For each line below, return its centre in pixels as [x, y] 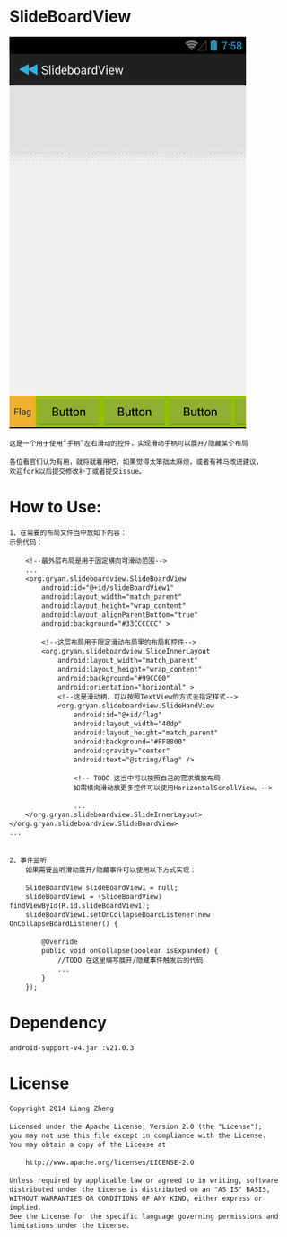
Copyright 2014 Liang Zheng [62, 1108]
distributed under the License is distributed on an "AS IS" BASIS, [140, 1189]
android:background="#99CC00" [113, 678]
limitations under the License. [70, 1225]
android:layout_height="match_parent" [146, 733]
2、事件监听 [28, 860]
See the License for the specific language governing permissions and [144, 1216]
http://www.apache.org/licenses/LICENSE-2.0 [110, 1162]
